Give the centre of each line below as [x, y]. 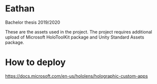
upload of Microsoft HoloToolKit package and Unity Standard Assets [75, 37]
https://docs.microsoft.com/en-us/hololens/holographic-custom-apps [77, 76]
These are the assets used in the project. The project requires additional [79, 32]
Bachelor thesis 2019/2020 [33, 22]
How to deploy [35, 63]
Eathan [20, 9]
